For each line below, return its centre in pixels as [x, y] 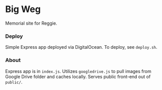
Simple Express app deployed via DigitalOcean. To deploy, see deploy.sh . [81, 47]
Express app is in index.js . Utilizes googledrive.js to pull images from [78, 71]
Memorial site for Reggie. [31, 23]
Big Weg [23, 9]
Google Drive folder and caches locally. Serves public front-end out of [78, 76]
